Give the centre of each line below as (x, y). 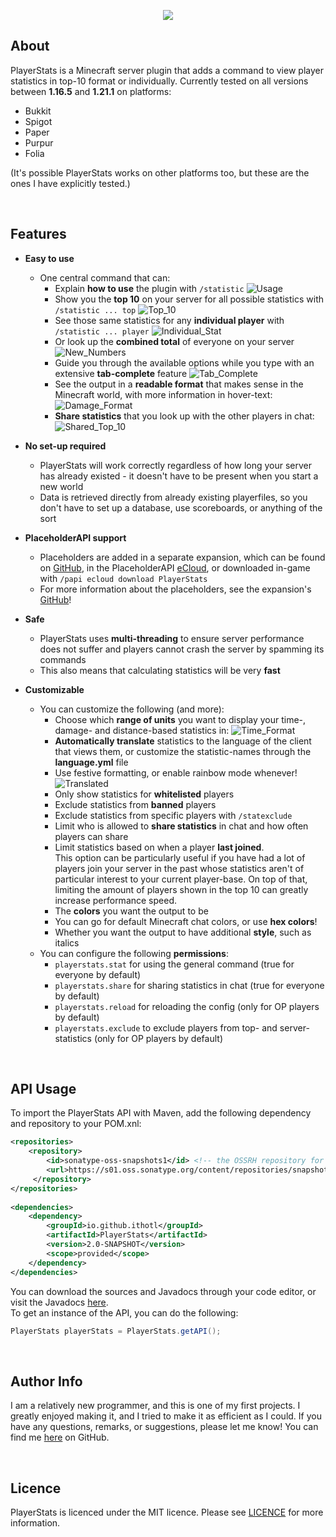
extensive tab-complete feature (121, 373)
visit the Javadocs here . (59, 1302)
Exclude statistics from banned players (135, 804)
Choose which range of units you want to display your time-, (180, 719)
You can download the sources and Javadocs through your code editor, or (163, 1291)
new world (61, 486)
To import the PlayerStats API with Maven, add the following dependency (161, 1113)
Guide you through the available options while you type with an (184, 362)
